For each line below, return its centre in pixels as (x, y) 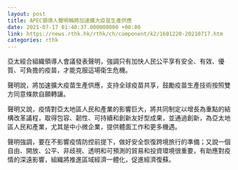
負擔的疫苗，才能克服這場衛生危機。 (79, 70)
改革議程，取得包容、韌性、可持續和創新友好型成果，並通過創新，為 (113, 118)
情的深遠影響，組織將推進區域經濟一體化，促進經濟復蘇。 (91, 159)
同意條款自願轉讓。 (41, 94)
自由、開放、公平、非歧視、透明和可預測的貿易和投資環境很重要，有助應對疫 (119, 151)
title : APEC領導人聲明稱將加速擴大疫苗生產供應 (70, 21)
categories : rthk (33, 40)
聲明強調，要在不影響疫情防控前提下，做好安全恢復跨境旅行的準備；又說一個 (119, 142)
